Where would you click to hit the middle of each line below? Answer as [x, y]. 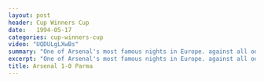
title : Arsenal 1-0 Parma [50, 66]
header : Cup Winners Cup [49, 23]
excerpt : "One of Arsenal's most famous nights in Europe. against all [128, 59]
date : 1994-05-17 [40, 30]
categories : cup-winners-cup [56, 37]
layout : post [29, 15]
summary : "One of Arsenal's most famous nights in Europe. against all [128, 52]
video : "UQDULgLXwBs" [44, 45]
